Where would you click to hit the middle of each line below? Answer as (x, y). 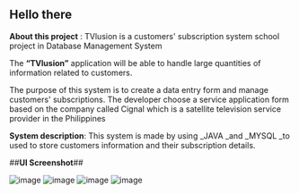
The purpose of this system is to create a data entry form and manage (139, 89)
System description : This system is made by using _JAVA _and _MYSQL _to (149, 135)
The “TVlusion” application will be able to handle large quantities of (135, 63)
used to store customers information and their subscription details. (132, 145)
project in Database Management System (86, 46)
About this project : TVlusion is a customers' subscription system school (145, 36)
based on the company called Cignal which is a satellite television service (145, 109)
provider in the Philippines (57, 118)
